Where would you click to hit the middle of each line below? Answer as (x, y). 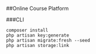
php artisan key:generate (37, 35)
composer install (27, 30)
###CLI (15, 19)
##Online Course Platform (37, 8)
